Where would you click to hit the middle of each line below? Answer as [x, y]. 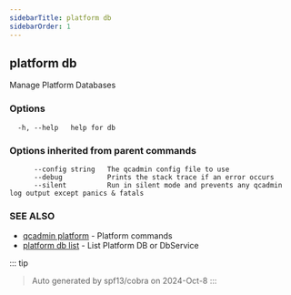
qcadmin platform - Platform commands [97, 236]
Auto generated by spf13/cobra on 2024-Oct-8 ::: [124, 281]
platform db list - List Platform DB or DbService [110, 246]
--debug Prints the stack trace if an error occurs [154, 177]
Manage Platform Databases [63, 85]
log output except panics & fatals [77, 193]
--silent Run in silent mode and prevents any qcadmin [158, 185]
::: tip [19, 263]
